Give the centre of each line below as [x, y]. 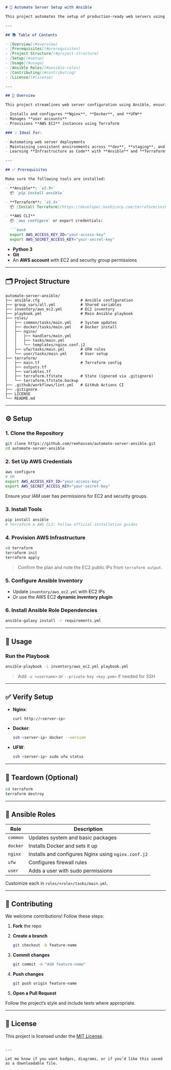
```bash [18, 230]
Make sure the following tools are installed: [55, 179]
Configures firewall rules [58, 862]
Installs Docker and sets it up [63, 846]
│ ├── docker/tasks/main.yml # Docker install [61, 327]
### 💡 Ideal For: [24, 132]
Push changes [28, 974]
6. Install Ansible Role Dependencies [51, 610]
